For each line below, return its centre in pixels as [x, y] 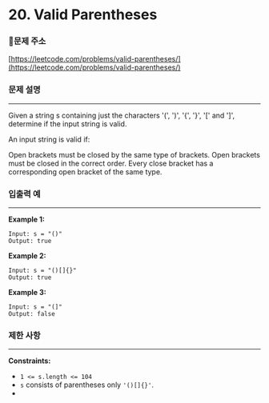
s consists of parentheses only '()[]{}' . [87, 385]
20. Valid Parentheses [83, 15]
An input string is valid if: [49, 139]
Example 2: [27, 256]
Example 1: [27, 219]
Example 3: [27, 293]
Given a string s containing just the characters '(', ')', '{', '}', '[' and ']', [121, 115]
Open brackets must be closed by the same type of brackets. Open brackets [134, 154]
